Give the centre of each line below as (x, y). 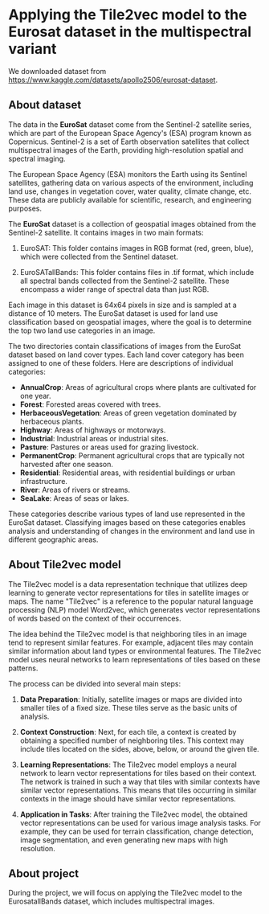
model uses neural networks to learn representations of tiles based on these (134, 659)
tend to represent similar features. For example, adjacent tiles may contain (131, 642)
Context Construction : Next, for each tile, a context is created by (128, 732)
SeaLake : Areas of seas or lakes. (75, 498)
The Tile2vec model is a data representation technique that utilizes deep (128, 584)
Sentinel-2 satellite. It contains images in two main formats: (106, 232)
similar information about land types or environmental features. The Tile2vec (135, 651)
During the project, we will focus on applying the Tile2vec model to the (125, 893)
